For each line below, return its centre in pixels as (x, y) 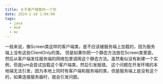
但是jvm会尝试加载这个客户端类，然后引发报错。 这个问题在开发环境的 (83, 65)
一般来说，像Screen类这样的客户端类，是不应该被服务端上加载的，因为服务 (80, 46)
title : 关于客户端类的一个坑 (31, 9)
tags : (10, 18)
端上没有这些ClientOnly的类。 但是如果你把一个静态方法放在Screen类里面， (81, 52)
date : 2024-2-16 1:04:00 (30, 14)
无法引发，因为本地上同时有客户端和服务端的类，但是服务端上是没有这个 (86, 71)
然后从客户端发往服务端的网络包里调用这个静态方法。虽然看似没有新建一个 (79, 59)
